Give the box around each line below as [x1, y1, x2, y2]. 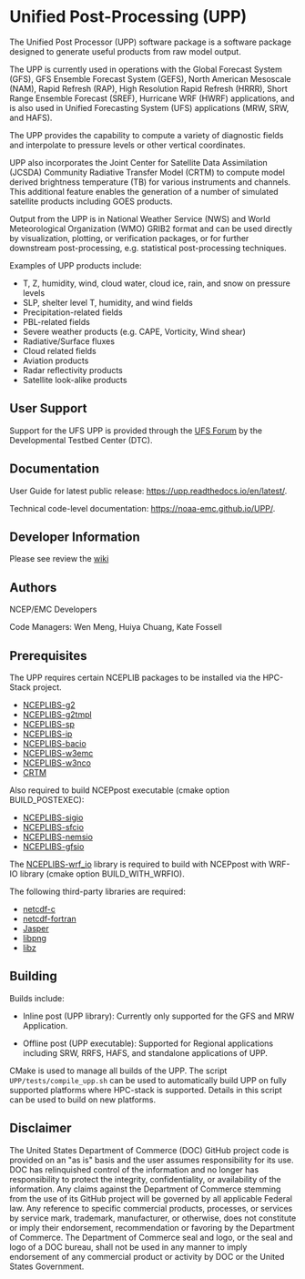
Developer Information [9, 529, 141, 544]
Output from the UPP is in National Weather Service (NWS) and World [9, 213, 271, 224]
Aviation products [22, 355, 89, 366]
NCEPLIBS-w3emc [22, 748, 94, 758]
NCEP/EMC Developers [9, 604, 97, 615]
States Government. [9, 1261, 85, 1272]
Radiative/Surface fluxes [22, 335, 116, 347]
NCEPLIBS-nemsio [22, 831, 94, 842]
